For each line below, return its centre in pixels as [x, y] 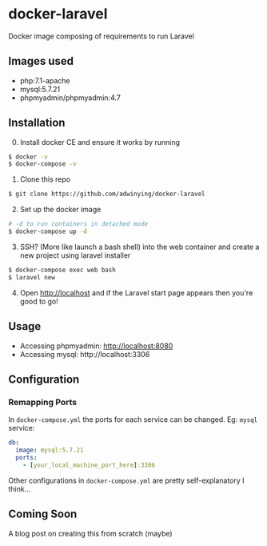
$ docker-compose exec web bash [62, 270]
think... [20, 488]
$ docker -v [28, 157]
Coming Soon [43, 514]
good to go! [39, 301]
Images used [41, 61]
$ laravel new [32, 277]
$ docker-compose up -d [48, 232]
